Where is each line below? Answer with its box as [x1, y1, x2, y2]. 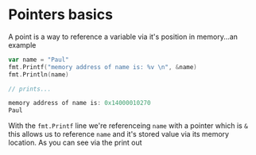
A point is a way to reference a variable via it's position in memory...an [8, 32, 239, 41]
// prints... [8, 85, 52, 93]
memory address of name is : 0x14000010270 [8, 99, 151, 107]
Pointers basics [8, 6, 114, 24]
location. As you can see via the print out [8, 138, 142, 148]
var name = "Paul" [8, 56, 69, 64]
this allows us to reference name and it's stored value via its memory [8, 130, 229, 139]
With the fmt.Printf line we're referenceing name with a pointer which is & [8, 121, 248, 130]
